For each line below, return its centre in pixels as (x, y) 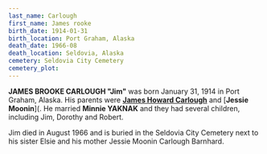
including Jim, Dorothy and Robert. (66, 117)
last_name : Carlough (43, 16)
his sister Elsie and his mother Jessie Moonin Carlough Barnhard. (116, 141)
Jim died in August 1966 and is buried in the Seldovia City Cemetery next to (133, 132)
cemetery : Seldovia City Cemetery (66, 61)
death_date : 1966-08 (43, 46)
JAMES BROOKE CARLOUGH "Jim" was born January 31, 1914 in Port (124, 91)
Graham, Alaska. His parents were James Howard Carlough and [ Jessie (129, 100)
